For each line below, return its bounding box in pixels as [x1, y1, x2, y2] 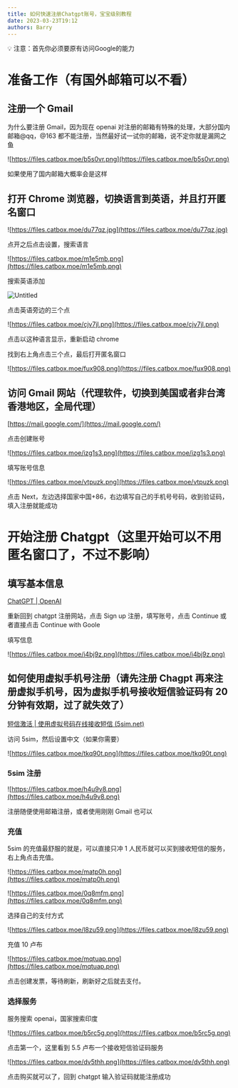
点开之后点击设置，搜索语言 [7, 240, 89, 249]
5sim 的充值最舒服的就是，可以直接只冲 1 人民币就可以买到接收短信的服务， [7, 844, 229, 853]
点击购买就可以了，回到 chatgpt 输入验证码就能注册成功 [7, 1072, 171, 1081]
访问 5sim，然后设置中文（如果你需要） [7, 734, 123, 743]
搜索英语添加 [7, 276, 45, 286]
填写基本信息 [7, 577, 64, 589]
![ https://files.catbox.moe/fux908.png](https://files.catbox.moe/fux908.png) [7, 364, 231, 373]
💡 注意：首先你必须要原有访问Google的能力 [7, 44, 135, 53]
